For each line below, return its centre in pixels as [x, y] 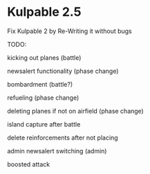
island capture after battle [44, 124]
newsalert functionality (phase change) [63, 71]
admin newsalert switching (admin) [57, 151]
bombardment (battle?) [40, 84]
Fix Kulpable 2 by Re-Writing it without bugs [70, 31]
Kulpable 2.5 [44, 12]
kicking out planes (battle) [44, 57]
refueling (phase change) [43, 98]
